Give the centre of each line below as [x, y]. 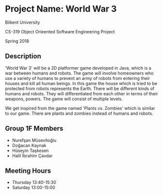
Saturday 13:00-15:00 [33, 188]
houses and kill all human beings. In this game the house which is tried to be [81, 83]
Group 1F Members [34, 128]
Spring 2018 [17, 41]
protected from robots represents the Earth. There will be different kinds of [80, 89]
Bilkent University [23, 22]
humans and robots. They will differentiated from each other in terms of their [81, 93]
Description [23, 56]
